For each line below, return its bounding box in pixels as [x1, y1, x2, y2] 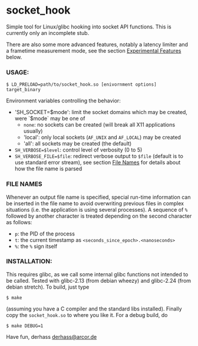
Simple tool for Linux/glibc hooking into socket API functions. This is [6, 23, 172, 30]
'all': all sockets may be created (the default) [23, 140, 132, 147]
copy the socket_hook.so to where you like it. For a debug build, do [6, 311, 168, 318]
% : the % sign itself [14, 242, 58, 250]
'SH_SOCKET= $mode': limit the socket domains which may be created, [14, 109, 187, 116]
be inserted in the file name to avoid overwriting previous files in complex [6, 199, 184, 207]
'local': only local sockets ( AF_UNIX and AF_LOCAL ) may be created [23, 134, 181, 141]
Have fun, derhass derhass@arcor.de [6, 333, 97, 340]
